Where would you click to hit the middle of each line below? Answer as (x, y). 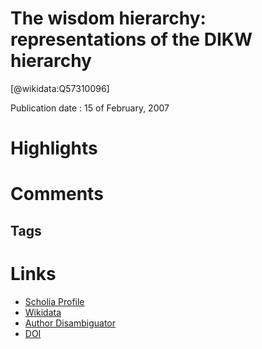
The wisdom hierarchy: (108, 18)
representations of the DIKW (131, 39)
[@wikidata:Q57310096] (60, 88)
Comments (57, 194)
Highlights (54, 148)
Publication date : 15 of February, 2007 (90, 108)
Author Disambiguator (70, 323)
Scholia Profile (54, 301)
